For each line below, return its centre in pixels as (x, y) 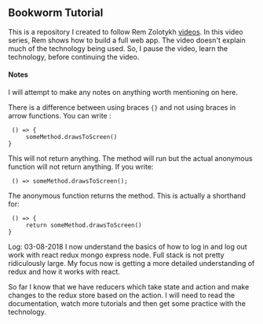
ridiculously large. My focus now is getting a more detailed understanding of (131, 264)
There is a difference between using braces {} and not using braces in (122, 107)
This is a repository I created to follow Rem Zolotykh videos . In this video (126, 31)
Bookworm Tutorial (56, 13)
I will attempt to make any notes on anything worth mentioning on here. (123, 93)
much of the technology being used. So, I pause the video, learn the (118, 48)
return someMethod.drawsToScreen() (84, 226)
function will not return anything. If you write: (81, 167)
